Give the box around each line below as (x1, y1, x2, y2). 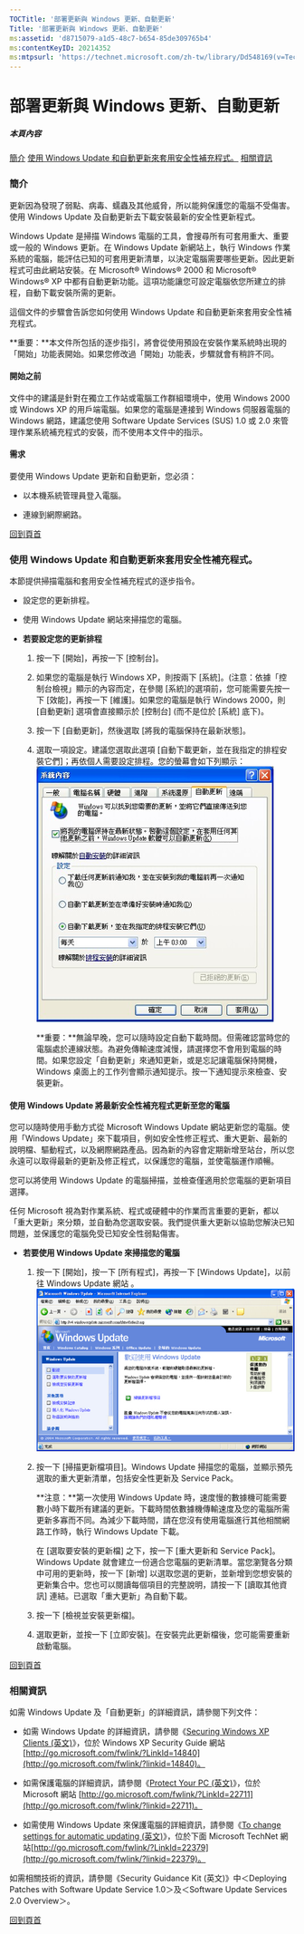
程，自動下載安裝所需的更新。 (9, 286, 120, 298)
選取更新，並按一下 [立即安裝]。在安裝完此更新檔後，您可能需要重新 (35, 1629, 290, 1639)
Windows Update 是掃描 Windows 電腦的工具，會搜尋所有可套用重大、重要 (9, 230, 290, 241)
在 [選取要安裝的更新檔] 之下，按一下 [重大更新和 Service (35, 1545, 249, 1556)
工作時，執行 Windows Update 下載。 (43, 1525, 185, 1536)
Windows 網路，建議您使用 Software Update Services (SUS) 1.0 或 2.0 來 (9, 415, 281, 426)
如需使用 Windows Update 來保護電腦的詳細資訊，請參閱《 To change (22, 1820, 282, 1831)
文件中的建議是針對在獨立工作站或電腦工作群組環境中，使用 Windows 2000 (9, 392, 290, 403)
